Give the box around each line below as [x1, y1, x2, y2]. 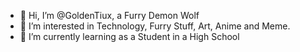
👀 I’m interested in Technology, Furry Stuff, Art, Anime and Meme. [19, 20, 291, 32]
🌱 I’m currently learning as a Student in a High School [19, 31, 240, 42]
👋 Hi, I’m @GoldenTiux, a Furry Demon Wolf [19, 10, 200, 21]
